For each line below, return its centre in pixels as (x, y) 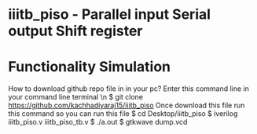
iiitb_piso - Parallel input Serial (109, 14)
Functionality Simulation (90, 67)
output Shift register (75, 31)
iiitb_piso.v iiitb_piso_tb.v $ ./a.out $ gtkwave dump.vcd (98, 122)
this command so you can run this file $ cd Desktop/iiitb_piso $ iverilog (123, 114)
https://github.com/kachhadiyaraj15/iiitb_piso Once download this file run (127, 105)
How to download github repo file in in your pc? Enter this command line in (129, 89)
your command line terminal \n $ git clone (76, 97)
